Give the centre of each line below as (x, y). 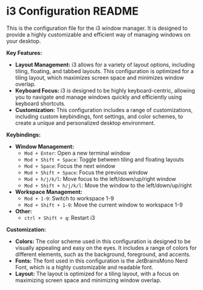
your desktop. (24, 41)
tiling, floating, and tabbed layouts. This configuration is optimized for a (104, 71)
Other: (23, 211)
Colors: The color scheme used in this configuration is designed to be (103, 241)
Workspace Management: (49, 192)
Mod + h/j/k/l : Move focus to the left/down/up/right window (100, 179)
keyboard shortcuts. (40, 103)
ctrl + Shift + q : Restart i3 (60, 217)
